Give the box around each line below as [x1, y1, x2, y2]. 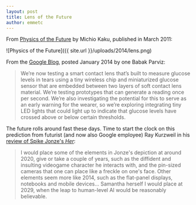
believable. [20, 193, 48, 200]
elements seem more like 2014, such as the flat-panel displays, [20, 174, 173, 181]
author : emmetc [6, 19, 43, 25]
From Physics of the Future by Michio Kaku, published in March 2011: [6, 36, 173, 43]
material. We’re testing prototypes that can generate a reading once [20, 89, 185, 96]
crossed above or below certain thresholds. [20, 114, 126, 121]
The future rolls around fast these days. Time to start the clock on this [6, 125, 175, 133]
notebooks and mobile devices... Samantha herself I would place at [20, 180, 183, 187]
